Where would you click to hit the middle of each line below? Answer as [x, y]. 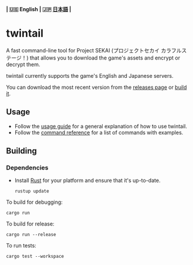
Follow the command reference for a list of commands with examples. [99, 132]
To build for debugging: [34, 202]
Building [21, 151]
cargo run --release [31, 235]
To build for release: [30, 224]
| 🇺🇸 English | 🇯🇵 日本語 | [39, 9]
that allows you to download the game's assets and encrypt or [105, 58]
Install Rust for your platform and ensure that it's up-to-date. [87, 180]
